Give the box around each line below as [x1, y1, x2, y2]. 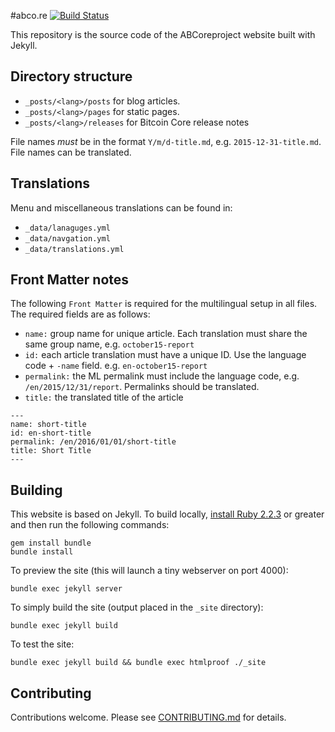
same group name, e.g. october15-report [24, 338, 195, 350]
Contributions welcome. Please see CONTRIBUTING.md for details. [10, 711, 287, 724]
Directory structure [10, 68, 133, 85]
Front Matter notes [10, 271, 130, 289]
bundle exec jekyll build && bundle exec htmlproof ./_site [10, 658, 267, 668]
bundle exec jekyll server [10, 584, 123, 594]
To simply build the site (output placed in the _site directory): [10, 601, 264, 614]
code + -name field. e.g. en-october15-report [24, 360, 208, 372]
